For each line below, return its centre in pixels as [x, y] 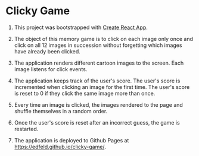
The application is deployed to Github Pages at [71, 140]
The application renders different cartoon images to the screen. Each [99, 63]
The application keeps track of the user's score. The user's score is [97, 81]
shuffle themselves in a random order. [61, 111]
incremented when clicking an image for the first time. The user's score [102, 87]
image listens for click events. [51, 69]
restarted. [26, 129]
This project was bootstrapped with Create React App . [81, 27]
